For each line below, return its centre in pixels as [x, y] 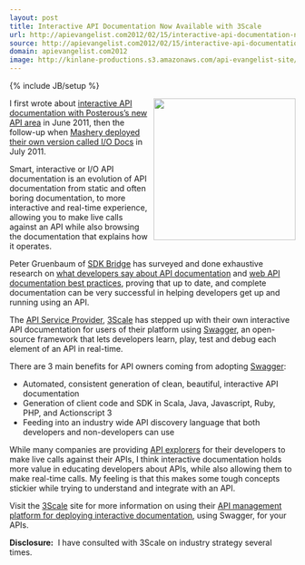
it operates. [31, 246]
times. [21, 552]
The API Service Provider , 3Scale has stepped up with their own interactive [150, 320]
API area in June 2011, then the [67, 122]
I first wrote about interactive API [71, 103]
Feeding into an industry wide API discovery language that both [141, 422]
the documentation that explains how [79, 236]
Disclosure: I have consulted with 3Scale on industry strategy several [141, 542]
